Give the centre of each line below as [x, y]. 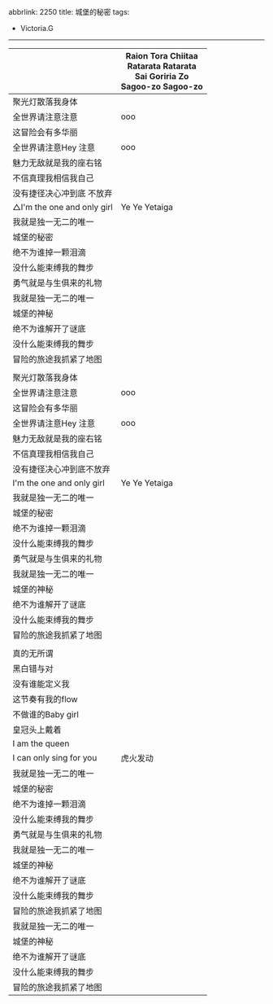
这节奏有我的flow [45, 699]
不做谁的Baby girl [46, 715]
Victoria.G [37, 28]
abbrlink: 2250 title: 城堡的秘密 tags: [69, 12]
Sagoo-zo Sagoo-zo [162, 86]
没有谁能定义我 [41, 684]
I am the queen [41, 743]
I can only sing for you [55, 758]
